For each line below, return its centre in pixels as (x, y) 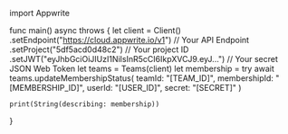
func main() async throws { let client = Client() (95, 30)
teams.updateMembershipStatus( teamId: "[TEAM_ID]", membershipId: (142, 78)
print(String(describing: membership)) (85, 104)
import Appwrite (40, 13)
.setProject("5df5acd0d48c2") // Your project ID (99, 49)
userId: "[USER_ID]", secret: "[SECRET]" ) (164, 88)
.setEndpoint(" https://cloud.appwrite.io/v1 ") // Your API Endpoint (130, 40)
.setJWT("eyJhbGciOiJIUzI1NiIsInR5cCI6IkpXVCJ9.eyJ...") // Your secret (144, 59)
